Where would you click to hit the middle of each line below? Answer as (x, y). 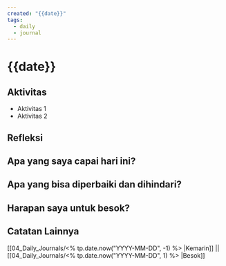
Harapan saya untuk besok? (68, 208)
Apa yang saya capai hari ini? (72, 162)
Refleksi (25, 137)
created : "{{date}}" (37, 13)
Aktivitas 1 (31, 109)
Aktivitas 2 (32, 116)
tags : (15, 20)
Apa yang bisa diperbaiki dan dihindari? (94, 184)
